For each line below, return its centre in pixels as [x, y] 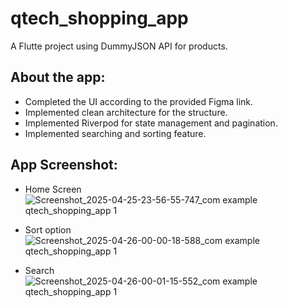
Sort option [48, 229]
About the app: [58, 77]
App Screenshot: [64, 165]
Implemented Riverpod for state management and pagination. [151, 123]
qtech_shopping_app [99, 18]
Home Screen [53, 189]
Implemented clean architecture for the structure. [126, 112]
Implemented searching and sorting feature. [115, 133]
